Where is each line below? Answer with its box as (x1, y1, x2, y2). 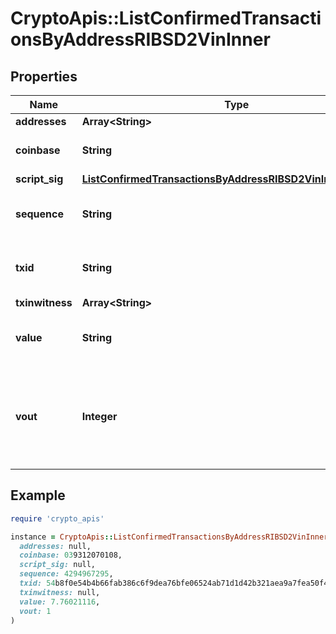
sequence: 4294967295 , (19, 569, 114, 579)
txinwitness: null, (19, 587, 101, 597)
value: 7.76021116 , (19, 597, 101, 607)
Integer (81, 410, 118, 423)
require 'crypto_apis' (10, 513, 105, 524)
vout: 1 (19, 606, 52, 616)
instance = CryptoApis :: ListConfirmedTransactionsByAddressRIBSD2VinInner (10, 532, 329, 542)
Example (10, 487, 66, 504)
